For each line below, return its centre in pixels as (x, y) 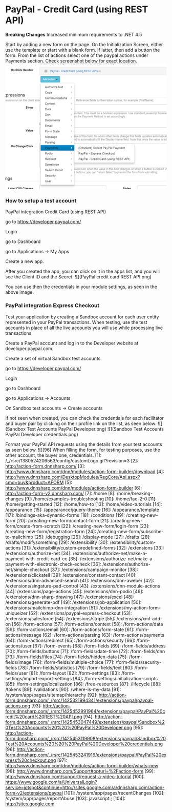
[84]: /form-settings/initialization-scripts (115, 678)
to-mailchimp (19, 537)
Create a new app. (25, 261)
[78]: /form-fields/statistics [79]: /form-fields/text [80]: (76, 667)
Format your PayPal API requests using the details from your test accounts (84, 444)
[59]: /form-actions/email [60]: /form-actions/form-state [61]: (70, 630)
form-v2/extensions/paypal (34, 793)
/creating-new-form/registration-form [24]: (51, 531)
